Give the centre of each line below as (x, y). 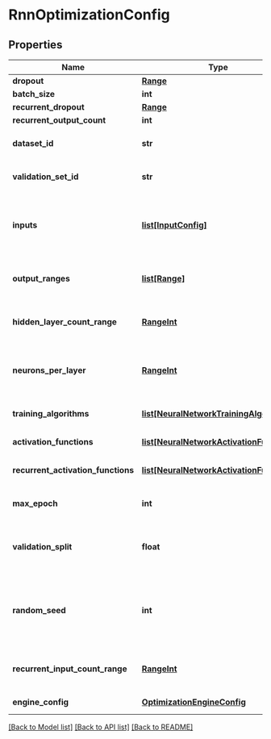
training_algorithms (51, 413)
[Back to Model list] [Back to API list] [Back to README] (101, 727)
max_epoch (35, 503)
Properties (35, 45)
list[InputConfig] (174, 225)
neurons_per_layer (49, 370)
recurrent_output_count (59, 120)
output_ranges (41, 278)
